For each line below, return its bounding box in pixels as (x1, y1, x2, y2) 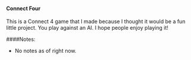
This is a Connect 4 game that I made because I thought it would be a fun (6, 18, 186, 25)
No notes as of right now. (14, 48, 77, 55)
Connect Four (6, 5, 41, 12)
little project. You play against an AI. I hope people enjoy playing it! (6, 24, 168, 31)
